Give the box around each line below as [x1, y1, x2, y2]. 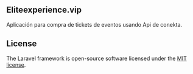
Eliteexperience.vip [6, 5, 82, 15]
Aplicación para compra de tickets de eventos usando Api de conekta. [6, 21, 183, 28]
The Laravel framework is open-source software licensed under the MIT [6, 55, 188, 62]
